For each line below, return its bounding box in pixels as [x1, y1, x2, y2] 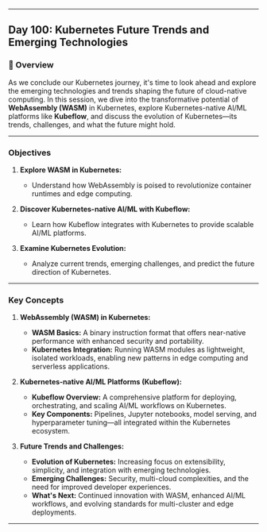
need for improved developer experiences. [31, 482, 172, 492]
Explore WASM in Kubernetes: [19, 164, 122, 175]
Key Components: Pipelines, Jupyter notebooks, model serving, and [31, 410, 257, 419]
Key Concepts [8, 295, 64, 306]
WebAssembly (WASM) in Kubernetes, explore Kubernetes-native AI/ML [8, 102, 248, 112]
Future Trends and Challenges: [19, 441, 125, 451]
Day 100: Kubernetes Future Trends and [8, 23, 210, 37]
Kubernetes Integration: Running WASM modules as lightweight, [31, 345, 246, 354]
